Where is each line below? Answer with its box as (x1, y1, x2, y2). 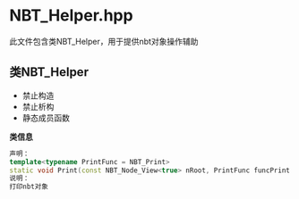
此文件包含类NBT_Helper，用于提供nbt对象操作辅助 (9, 36, 199, 46)
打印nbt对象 (9, 182, 49, 192)
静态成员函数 (21, 112, 70, 123)
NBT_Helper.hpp (9, 5, 133, 26)
